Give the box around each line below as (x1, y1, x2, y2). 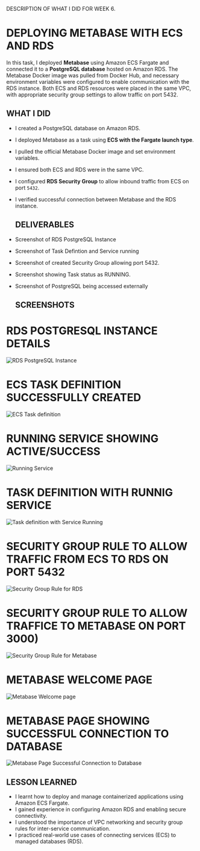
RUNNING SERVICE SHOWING (6, 432, 159, 446)
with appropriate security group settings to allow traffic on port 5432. (6, 90, 179, 98)
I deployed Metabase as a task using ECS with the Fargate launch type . (14, 136, 194, 144)
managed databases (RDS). (14, 838, 84, 845)
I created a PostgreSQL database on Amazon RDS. (14, 124, 140, 131)
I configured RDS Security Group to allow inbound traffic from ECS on (14, 177, 189, 185)
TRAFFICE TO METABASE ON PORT (6, 619, 186, 633)
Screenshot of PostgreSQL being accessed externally (14, 282, 149, 289)
